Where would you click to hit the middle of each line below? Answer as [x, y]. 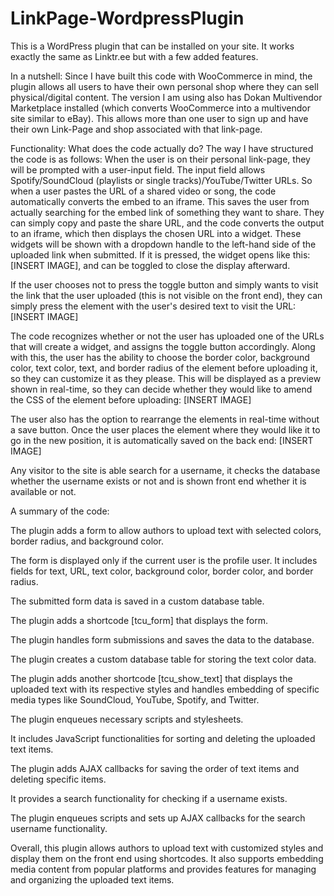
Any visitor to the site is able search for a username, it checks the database [165, 470]
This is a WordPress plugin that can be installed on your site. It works [152, 46]
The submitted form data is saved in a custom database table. [137, 601]
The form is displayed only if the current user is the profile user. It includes [164, 560]
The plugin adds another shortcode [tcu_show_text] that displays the [151, 678]
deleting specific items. [58, 779]
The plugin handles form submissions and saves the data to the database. [162, 639]
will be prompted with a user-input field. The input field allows [138, 169]
